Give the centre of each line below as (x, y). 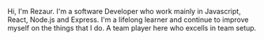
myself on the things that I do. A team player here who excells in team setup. (132, 28)
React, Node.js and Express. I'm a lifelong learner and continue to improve (128, 20)
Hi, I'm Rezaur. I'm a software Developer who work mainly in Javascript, (124, 11)
